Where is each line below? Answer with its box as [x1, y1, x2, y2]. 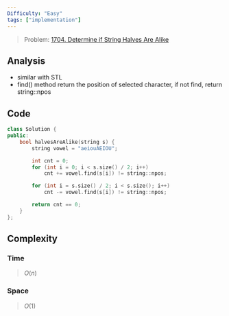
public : [7, 132, 29, 139]
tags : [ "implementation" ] [7, 16, 81, 23]
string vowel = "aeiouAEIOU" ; [32, 145, 118, 151]
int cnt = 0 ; [32, 157, 69, 165]
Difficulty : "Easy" [7, 10, 63, 17]
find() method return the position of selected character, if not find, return [16, 80, 223, 89]
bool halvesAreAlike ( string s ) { [19, 138, 115, 145]
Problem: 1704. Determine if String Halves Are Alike [23, 35, 169, 43]
